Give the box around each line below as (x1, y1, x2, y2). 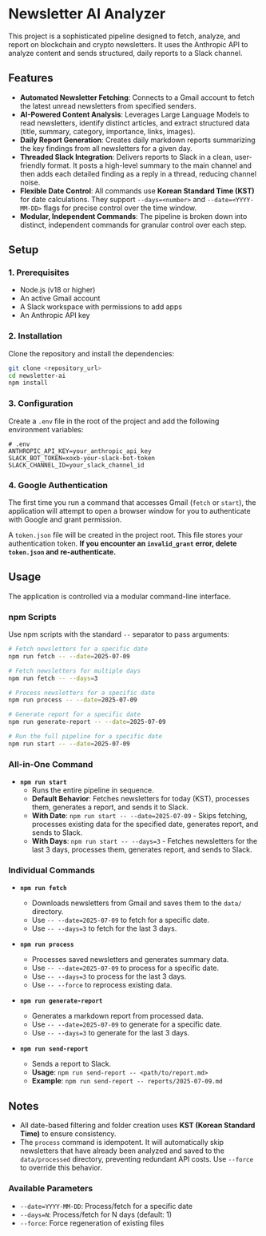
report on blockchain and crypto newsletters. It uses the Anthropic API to (8, 39, 248, 49)
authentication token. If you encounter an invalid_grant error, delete (8, 539, 237, 548)
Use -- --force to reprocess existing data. (31, 980, 173, 990)
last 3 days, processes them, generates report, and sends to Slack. (31, 845, 253, 855)
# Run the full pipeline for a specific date (8, 733, 162, 741)
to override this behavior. (19, 1163, 102, 1173)
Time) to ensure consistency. (19, 1129, 117, 1139)
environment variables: (8, 424, 84, 434)
